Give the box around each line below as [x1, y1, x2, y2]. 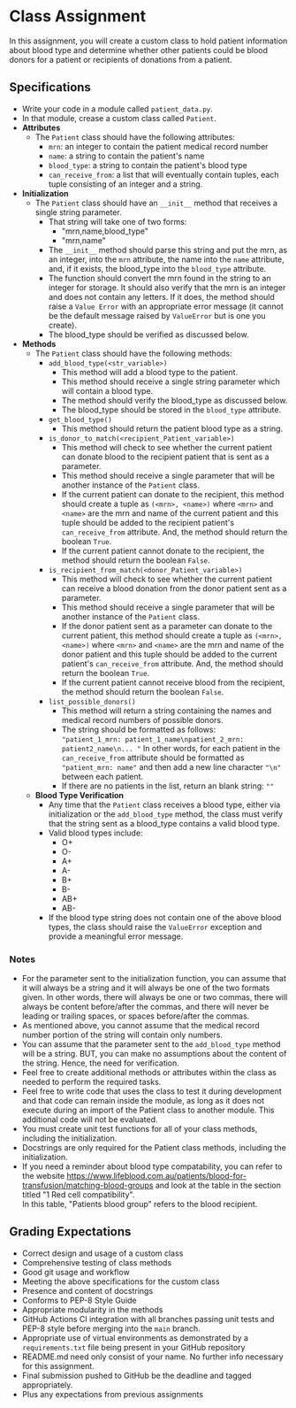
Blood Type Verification [34, 789, 125, 800]
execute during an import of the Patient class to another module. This [21, 1104, 275, 1116]
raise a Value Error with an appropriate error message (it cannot [48, 301, 285, 312]
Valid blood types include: [48, 827, 143, 838]
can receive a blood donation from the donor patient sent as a [61, 582, 287, 594]
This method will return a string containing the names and [61, 705, 272, 716]
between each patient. [61, 771, 144, 781]
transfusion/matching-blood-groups [21, 1180, 154, 1191]
